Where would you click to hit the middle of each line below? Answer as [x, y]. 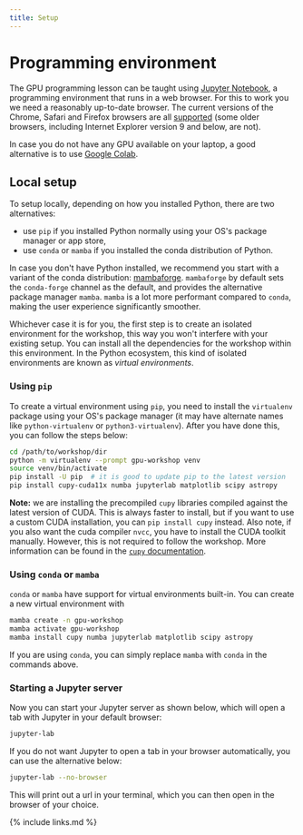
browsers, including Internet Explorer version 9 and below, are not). [135, 126]
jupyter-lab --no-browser [58, 778]
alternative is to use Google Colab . [74, 153]
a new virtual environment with [67, 604]
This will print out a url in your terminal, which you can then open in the [142, 795]
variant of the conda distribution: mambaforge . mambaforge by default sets [147, 278]
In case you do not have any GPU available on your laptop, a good [132, 144]
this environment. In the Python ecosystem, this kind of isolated [128, 353]
